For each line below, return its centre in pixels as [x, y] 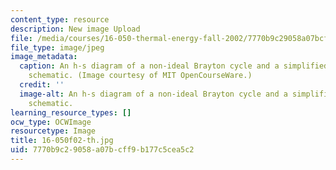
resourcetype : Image [53, 131]
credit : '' [42, 85]
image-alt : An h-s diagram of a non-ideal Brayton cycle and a [153, 94]
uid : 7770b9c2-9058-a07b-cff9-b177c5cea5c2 [102, 150]
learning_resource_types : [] [71, 112]
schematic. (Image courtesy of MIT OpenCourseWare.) [140, 76]
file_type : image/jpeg [57, 47]
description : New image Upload [75, 29]
